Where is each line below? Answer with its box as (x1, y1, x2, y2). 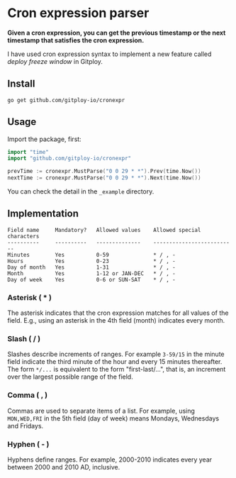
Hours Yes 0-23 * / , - (7, 257, 176, 265)
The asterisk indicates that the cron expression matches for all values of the (7, 309, 229, 317)
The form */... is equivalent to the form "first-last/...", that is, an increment (7, 365, 226, 374)
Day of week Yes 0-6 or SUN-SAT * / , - (7, 276, 176, 283)
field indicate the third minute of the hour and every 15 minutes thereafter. (7, 357, 223, 366)
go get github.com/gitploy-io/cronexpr (7, 96, 125, 104)
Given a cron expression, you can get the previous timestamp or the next (7, 28, 226, 37)
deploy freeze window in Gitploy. (7, 57, 103, 65)
